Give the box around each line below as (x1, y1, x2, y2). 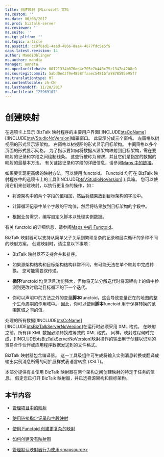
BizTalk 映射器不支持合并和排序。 (12, 251, 80, 257)
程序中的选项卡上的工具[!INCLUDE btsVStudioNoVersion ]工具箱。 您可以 (9, 176, 154, 182)
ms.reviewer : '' (5, 26, 38, 30)
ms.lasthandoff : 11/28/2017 (5, 84, 63, 90)
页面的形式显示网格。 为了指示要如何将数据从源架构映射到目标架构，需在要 (5, 148, 157, 154)
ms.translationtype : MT (5, 76, 54, 81)
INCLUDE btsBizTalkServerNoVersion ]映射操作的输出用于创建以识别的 (16, 336, 156, 342)
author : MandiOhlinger (5, 53, 51, 58)
